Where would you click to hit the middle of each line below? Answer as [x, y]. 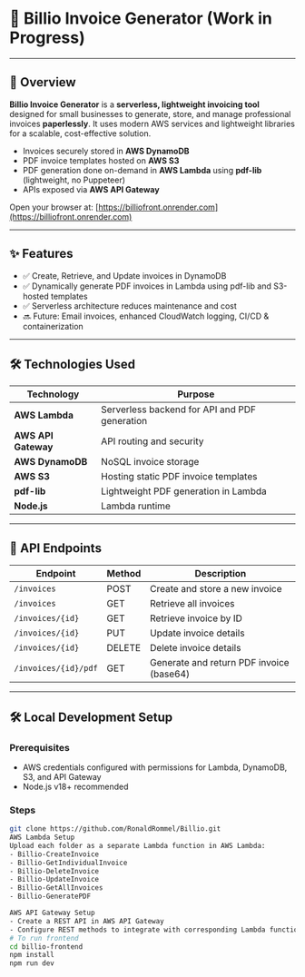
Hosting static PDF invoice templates [179, 477]
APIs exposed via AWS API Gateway [91, 189]
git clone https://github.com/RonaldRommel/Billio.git [115, 829]
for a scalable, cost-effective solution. [80, 133]
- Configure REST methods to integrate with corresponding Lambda [138, 930]
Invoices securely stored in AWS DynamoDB [106, 151]
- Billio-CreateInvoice [54, 854]
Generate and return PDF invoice [219, 663]
